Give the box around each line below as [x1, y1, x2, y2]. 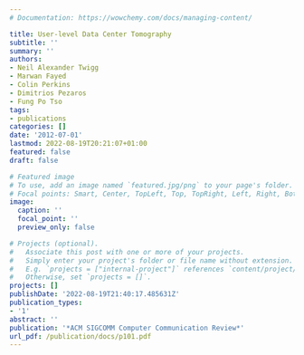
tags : [9, 105, 30, 114]
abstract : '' [9, 314, 59, 324]
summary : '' [9, 46, 54, 55]
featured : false [9, 148, 71, 157]
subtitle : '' [9, 38, 59, 47]
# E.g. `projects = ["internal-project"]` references [9, 264, 224, 273]
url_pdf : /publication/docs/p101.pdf [9, 331, 152, 341]
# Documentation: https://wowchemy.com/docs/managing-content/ [9, 13, 253, 23]
